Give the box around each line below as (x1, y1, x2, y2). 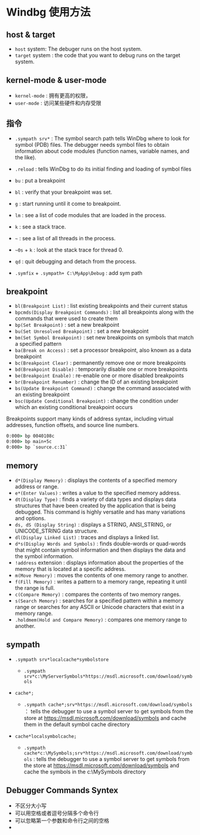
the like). (14, 153, 37, 161)
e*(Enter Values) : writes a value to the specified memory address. (14, 489, 181, 496)
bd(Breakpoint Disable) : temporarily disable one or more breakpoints (14, 366, 188, 373)
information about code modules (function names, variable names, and (14, 147, 190, 154)
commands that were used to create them (14, 315, 118, 322)
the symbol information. (14, 552, 73, 559)
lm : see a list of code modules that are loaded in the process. (14, 211, 166, 218)
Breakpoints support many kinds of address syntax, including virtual (6, 415, 174, 422)
